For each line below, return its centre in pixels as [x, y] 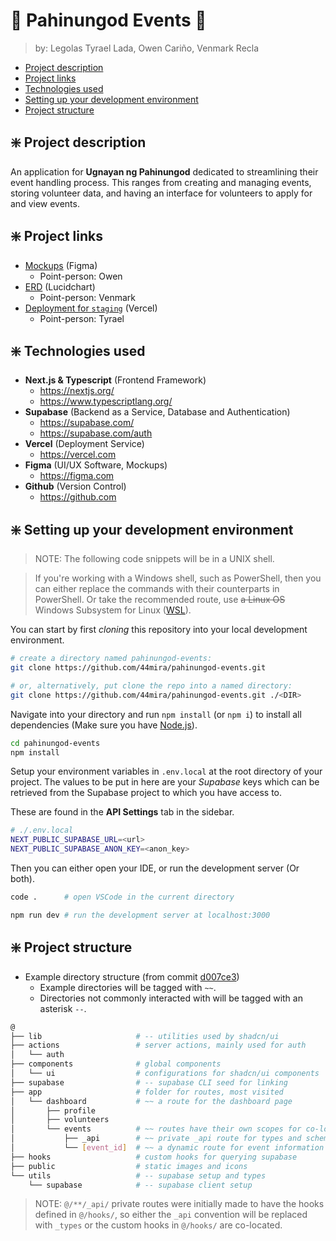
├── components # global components [116, 1064]
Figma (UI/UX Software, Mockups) [96, 465]
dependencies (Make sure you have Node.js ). [104, 725]
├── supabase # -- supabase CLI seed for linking [149, 1082]
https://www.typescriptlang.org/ [106, 401]
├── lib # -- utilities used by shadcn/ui [145, 1036]
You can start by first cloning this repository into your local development [159, 630]
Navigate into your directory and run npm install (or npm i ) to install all [156, 714]
